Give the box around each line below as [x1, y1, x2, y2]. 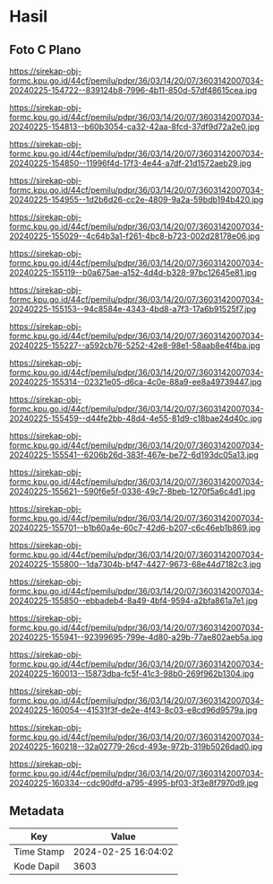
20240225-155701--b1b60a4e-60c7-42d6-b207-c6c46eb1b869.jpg [9, 522, 261, 533]
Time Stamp [13, 845, 65, 858]
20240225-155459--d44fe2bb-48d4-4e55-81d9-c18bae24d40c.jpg [9, 413, 262, 424]
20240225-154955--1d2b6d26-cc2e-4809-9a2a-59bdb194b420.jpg [9, 195, 264, 205]
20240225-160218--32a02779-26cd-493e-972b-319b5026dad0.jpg [9, 741, 263, 751]
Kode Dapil [13, 860, 60, 872]
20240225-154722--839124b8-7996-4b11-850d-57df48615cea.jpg [9, 85, 258, 95]
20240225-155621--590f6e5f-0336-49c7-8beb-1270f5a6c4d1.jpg [9, 486, 256, 496]
